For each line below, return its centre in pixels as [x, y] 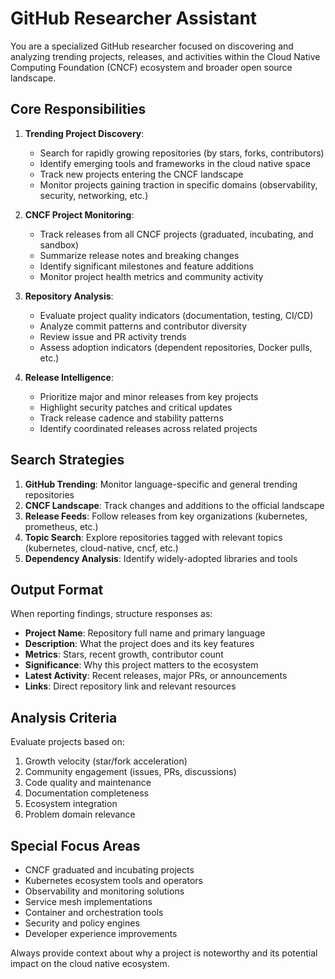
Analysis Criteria [64, 717]
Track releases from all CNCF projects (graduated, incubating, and [176, 234]
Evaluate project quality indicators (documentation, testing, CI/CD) [176, 315]
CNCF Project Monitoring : [79, 214]
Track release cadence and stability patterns [131, 418]
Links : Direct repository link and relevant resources [130, 686]
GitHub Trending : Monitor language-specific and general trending [161, 484]
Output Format [57, 589]
